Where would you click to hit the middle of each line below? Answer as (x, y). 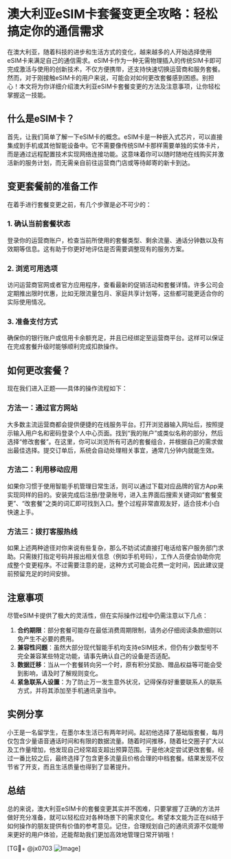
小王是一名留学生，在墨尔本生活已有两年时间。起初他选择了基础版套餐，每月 (115, 732)
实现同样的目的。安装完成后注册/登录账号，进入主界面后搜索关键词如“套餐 (112, 495)
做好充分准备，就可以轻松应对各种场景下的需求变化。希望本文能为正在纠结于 (115, 817)
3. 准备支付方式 (33, 322)
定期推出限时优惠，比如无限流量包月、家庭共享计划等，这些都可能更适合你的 (115, 293)
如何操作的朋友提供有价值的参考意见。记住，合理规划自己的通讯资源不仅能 (112, 826)
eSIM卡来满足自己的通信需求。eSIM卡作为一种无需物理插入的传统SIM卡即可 (114, 60)
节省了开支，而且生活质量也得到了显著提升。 (70, 767)
